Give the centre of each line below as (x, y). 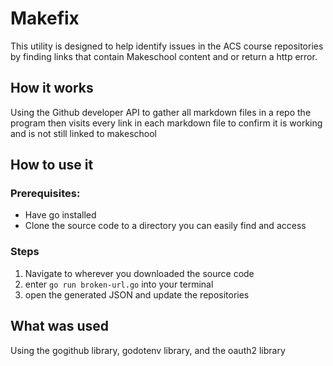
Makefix (45, 18)
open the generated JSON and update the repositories (137, 294)
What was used (60, 326)
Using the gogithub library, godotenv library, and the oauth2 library (148, 350)
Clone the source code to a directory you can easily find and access (165, 226)
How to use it (52, 165)
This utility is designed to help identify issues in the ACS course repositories (167, 46)
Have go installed (60, 215)
